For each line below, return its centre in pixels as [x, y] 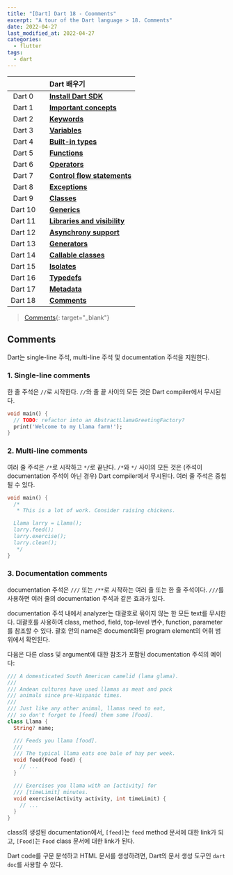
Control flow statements [91, 175]
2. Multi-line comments [48, 451]
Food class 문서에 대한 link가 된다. [88, 841]
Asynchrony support [85, 232]
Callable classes [77, 255]
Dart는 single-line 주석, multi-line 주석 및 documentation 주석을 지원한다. [109, 357]
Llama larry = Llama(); [48, 523]
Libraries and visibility [87, 220]
